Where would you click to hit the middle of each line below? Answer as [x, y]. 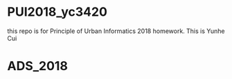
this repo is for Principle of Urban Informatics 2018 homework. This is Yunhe [116, 31]
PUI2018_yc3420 [57, 12]
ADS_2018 [37, 66]
